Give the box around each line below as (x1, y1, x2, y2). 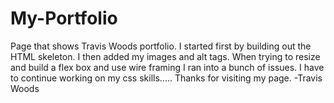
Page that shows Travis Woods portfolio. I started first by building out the (10, 40, 312, 52)
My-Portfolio (10, 7, 118, 30)
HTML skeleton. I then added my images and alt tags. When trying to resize (10, 50, 321, 62)
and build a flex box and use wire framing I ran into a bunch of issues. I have (10, 61, 325, 73)
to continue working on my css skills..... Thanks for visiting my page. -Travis (10, 72, 323, 84)
